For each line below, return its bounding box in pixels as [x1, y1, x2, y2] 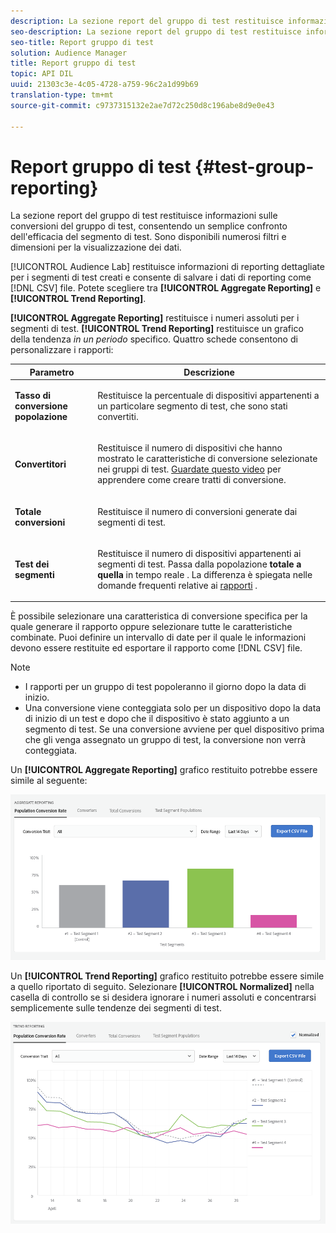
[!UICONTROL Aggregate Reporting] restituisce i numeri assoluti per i [10, 312, 300, 324]
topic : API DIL [10, 69, 74, 79]
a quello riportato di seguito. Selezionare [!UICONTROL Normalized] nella [10, 981, 315, 993]
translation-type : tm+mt [10, 90, 114, 100]
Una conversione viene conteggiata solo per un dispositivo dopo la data [24, 702, 322, 714]
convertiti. [97, 411, 139, 423]
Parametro [29, 366, 75, 378]
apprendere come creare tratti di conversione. [97, 474, 287, 486]
